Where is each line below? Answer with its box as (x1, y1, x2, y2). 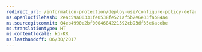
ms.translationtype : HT (6, 25, 66, 32)
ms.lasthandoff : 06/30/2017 (6, 36, 77, 42)
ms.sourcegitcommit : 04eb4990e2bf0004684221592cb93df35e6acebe (6, 20, 168, 26)
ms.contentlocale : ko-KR (6, 31, 69, 37)
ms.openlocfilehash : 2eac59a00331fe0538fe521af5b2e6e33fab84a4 (6, 14, 168, 20)
